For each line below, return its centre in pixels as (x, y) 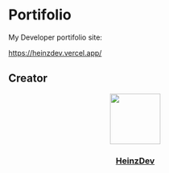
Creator (28, 78)
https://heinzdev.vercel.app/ (55, 53)
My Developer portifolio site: (56, 37)
